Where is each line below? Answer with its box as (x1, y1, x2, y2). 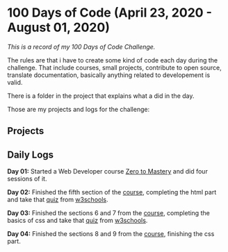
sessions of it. (7, 175, 47, 183)
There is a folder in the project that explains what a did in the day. (7, 92, 195, 100)
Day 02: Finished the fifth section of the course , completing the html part (7, 188, 217, 196)
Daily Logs (7, 149, 54, 160)
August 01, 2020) (7, 19, 110, 35)
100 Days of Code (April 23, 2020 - (7, 5, 212, 21)
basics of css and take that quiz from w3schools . (7, 217, 148, 225)
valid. (7, 78, 23, 86)
